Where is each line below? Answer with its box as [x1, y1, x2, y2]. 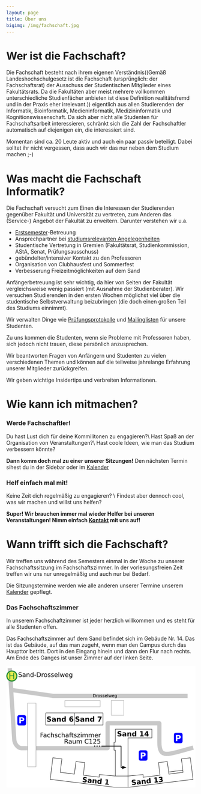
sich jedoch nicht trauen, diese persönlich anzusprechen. [6, 340, 148, 348]
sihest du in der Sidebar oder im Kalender [6, 463, 109, 471]
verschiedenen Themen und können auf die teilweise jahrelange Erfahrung [6, 358, 191, 366]
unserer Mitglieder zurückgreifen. [6, 365, 89, 372]
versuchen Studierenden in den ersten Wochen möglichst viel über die [6, 292, 181, 299]
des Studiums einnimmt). [6, 304, 68, 312]
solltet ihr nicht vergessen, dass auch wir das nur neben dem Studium [6, 144, 179, 151]
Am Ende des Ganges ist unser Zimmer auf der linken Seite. [6, 654, 154, 661]
